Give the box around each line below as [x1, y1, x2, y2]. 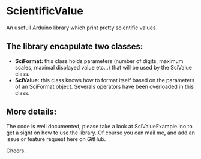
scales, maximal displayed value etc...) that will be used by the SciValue [14, 64, 193, 71]
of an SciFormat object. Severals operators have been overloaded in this [14, 83, 194, 90]
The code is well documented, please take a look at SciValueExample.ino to [6, 122, 193, 130]
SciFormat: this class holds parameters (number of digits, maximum [14, 57, 184, 64]
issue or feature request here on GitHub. [6, 135, 106, 142]
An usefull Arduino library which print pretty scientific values [6, 24, 156, 31]
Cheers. [6, 147, 26, 154]
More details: [6, 107, 57, 117]
